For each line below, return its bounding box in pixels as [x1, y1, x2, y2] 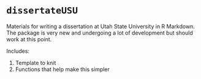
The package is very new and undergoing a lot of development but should [6, 29, 193, 36]
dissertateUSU [6, 5, 78, 16]
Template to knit [15, 59, 56, 66]
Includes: [6, 47, 29, 55]
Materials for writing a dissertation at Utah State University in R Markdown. [6, 22, 195, 30]
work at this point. [6, 35, 52, 43]
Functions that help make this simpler [15, 66, 110, 73]
